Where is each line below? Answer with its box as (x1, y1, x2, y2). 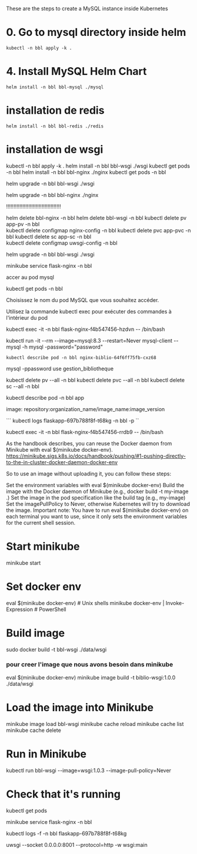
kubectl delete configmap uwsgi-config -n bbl (6, 239, 118, 247)
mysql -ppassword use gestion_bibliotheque (6, 365, 113, 372)
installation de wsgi (6, 143, 103, 156)
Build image (6, 626, 65, 639)
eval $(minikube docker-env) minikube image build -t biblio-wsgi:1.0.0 (6, 674, 176, 681)
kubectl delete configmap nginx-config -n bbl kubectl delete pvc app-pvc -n (6, 226, 191, 234)
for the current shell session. (6, 519, 76, 526)
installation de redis (6, 104, 105, 117)
